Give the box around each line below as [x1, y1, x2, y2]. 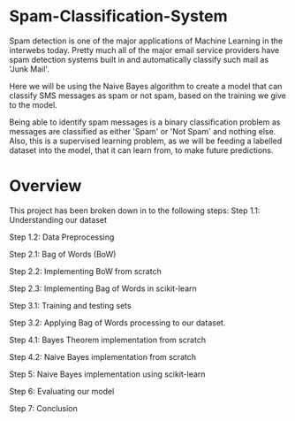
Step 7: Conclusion [9, 402, 78, 413]
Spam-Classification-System [9, 6, 228, 27]
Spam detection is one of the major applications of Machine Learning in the [9, 35, 284, 46]
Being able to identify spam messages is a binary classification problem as [9, 117, 281, 127]
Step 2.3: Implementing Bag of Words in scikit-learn [9, 283, 197, 294]
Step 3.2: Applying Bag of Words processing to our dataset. [9, 317, 226, 328]
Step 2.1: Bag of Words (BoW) [9, 249, 117, 259]
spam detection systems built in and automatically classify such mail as [9, 54, 269, 65]
